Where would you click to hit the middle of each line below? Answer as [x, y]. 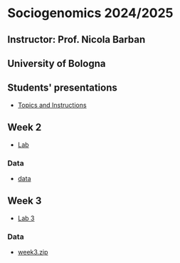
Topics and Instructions [52, 105]
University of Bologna [57, 63]
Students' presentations [62, 88]
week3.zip [33, 252]
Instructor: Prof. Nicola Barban [76, 40]
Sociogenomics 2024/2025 [90, 13]
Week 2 [25, 127]
